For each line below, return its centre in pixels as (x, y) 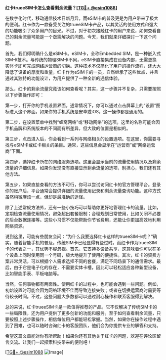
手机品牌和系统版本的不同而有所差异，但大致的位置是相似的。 (68, 128)
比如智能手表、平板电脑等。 (33, 273)
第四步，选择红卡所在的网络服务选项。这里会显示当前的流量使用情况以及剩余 (83, 162)
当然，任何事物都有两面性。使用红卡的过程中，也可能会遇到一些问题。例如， (83, 284)
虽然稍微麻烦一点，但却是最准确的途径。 (46, 197)
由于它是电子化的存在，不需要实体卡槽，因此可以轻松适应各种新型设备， (87, 267)
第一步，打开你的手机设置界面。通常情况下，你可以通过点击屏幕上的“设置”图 (83, 105)
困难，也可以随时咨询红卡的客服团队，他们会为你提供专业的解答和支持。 (87, 325)
